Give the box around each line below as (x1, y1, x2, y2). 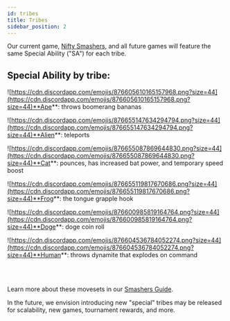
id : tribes (7, 10, 39, 17)
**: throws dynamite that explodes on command (61, 251, 198, 259)
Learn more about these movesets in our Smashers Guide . (7, 285, 174, 293)
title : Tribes (7, 17, 48, 24)
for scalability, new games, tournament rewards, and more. (7, 306, 175, 314)
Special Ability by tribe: (7, 69, 111, 81)
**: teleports (54, 131, 90, 139)
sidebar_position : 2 (7, 23, 67, 30)
